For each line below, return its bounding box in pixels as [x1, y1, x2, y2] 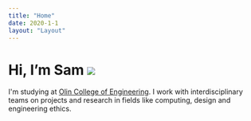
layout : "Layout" [8, 26, 66, 34]
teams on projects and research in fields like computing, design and [8, 96, 231, 105]
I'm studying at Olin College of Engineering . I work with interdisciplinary [8, 87, 243, 96]
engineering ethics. [8, 104, 72, 114]
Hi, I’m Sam [8, 60, 84, 79]
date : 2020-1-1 [8, 19, 59, 27]
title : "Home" [8, 11, 56, 20]
